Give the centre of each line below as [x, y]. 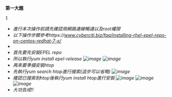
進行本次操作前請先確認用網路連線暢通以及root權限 [66, 29]
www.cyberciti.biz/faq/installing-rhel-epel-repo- [115, 35]
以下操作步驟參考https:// [39, 35]
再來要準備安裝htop [33, 65]
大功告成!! [23, 90]
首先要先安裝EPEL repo [37, 52]
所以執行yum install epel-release [47, 59]
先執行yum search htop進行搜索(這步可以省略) [62, 71]
